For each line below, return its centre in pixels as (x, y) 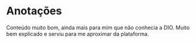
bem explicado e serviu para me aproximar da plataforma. (78, 33)
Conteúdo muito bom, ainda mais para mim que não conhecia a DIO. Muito (98, 27)
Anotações (34, 11)
